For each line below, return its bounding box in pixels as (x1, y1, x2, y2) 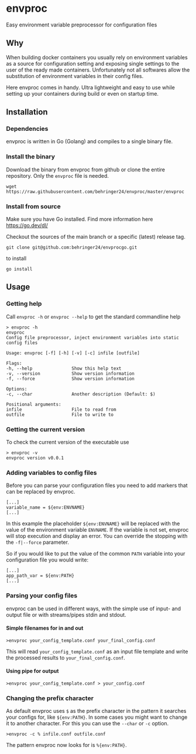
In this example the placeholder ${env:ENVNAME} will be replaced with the (6, 520, 180, 527)
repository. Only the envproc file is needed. (6, 172, 109, 179)
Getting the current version (6, 425, 85, 433)
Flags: (6, 360, 22, 366)
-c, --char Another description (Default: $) (6, 391, 156, 397)
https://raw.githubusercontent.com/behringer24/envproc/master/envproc (6, 188, 184, 195)
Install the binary (6, 153, 56, 161)
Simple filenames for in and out (6, 624, 84, 632)
